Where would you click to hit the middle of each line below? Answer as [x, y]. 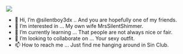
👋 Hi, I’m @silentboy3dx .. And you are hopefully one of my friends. [96, 20]
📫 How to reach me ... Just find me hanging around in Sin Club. [91, 45]
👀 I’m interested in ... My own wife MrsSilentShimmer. [79, 26]
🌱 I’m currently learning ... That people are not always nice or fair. [94, 32]
